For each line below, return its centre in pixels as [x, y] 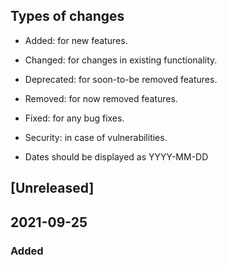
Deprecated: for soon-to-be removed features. [121, 79]
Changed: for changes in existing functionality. [121, 60]
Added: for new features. [76, 40]
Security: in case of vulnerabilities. [96, 137]
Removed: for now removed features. [101, 98]
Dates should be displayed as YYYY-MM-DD [116, 156]
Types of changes [67, 16]
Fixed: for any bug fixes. [74, 118]
